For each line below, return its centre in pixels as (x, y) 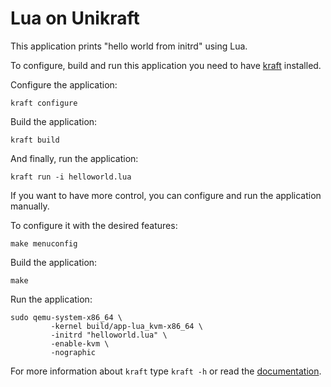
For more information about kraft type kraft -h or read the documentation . (166, 371)
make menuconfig (44, 243)
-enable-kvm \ (80, 343)
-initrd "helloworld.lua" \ (109, 335)
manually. (30, 206)
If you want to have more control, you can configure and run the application (166, 195)
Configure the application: (64, 84)
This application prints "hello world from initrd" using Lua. (129, 46)
